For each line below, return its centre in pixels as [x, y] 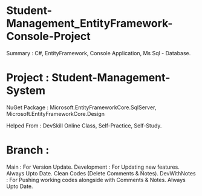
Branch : [28, 150]
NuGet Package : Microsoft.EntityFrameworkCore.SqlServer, [81, 107]
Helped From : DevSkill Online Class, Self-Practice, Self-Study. [84, 126]
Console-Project [48, 36]
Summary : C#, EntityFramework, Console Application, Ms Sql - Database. [99, 53]
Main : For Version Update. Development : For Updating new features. [93, 167]
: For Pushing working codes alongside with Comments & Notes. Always [96, 180]
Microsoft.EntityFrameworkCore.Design [55, 113]
